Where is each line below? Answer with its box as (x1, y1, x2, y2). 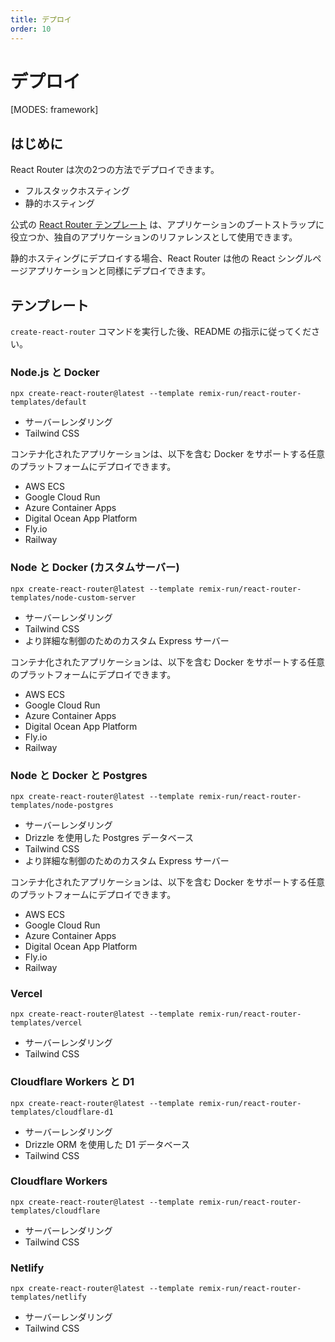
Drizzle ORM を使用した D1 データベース (24, 1138, 190, 1150)
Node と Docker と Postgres (10, 768, 148, 782)
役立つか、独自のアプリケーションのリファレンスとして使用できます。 (10, 231, 298, 243)
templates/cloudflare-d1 (10, 1107, 114, 1117)
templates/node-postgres (10, 800, 114, 810)
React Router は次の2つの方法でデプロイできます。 (10, 164, 220, 176)
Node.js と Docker (10, 365, 100, 379)
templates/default (10, 397, 87, 408)
